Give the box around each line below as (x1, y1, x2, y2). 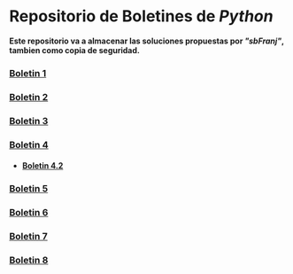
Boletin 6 (9, 207, 49, 219)
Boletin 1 (9, 67, 47, 79)
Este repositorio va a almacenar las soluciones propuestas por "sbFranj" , (9, 35, 285, 46)
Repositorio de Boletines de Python (9, 6, 274, 27)
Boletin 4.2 (21, 160, 64, 171)
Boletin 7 (9, 230, 49, 242)
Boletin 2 (9, 90, 49, 103)
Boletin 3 (9, 114, 49, 127)
